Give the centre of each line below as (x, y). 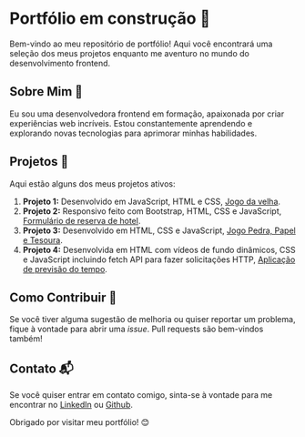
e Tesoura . (43, 239)
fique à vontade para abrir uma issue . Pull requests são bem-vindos (137, 329)
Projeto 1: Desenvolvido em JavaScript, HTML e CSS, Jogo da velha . (151, 201)
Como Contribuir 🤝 (63, 297)
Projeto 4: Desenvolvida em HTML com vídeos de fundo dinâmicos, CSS (159, 249)
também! (26, 339)
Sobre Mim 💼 (46, 91)
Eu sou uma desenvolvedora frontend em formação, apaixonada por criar (147, 114)
